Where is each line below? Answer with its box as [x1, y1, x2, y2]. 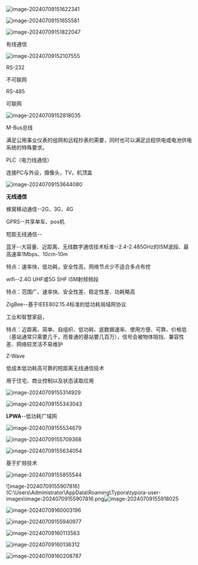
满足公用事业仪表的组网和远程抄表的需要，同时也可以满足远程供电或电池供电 [6, 136, 192, 143]
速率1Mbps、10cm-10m [11, 251, 68, 257]
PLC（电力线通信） [6, 156, 52, 164]
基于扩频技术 [6, 459, 37, 466]
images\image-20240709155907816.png [6, 495, 105, 502]
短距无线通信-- [6, 231, 42, 237]
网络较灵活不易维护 [16, 341, 63, 348]
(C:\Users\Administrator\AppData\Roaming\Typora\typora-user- [6, 489, 161, 496]
